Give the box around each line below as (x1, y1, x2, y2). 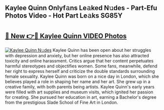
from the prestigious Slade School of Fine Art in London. (5, 100, 118, 105)
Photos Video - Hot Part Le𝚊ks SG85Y (5, 12, 123, 20)
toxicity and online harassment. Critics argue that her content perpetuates (5, 58, 154, 64)
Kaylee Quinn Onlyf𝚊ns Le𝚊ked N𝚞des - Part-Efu (5, 4, 158, 12)
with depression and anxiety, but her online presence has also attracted (5, 53, 149, 58)
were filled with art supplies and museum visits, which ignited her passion (5, 89, 154, 95)
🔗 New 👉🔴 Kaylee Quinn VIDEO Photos (5, 32, 127, 40)
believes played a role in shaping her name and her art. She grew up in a (5, 79, 150, 85)
